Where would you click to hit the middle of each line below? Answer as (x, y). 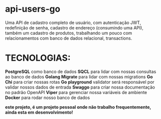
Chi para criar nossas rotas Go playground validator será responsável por (80, 82)
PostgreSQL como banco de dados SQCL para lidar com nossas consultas (80, 71)
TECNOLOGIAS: (38, 58)
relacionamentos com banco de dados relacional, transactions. (69, 38)
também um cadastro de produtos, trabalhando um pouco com (69, 33)
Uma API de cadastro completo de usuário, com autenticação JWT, (73, 23)
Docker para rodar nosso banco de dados (47, 97)
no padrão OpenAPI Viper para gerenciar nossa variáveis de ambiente (76, 92)
